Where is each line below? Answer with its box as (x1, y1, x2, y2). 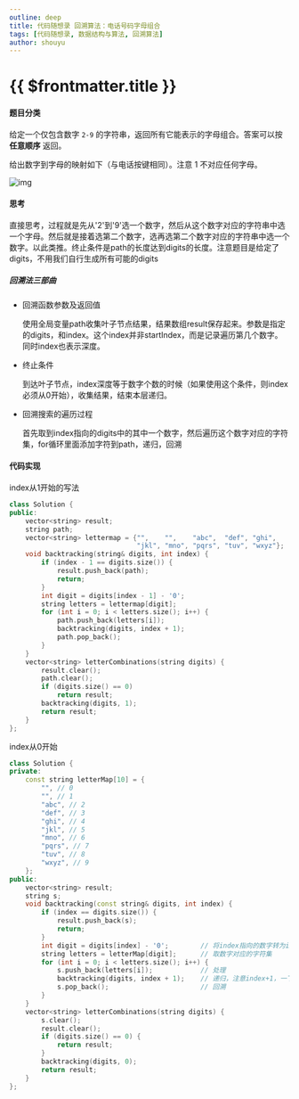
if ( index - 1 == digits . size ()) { (41, 558, 174, 567)
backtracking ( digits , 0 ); (41, 1057, 138, 1066)
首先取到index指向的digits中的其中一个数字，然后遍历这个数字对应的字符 (21, 427, 289, 438)
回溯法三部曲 (9, 275, 56, 286)
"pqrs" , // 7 (41, 841, 90, 851)
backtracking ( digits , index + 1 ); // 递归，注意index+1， (56, 974, 280, 983)
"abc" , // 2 (41, 800, 86, 809)
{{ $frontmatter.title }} (9, 77, 177, 96)
